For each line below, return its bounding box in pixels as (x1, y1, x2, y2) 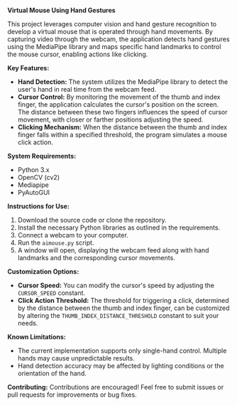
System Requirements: (7, 152, 77, 160)
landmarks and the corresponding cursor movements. (17, 254, 175, 262)
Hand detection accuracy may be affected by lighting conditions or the (17, 362, 225, 370)
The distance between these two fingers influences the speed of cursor (17, 108, 228, 116)
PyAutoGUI (17, 188, 50, 196)
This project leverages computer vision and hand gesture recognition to (7, 20, 217, 28)
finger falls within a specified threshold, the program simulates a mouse (17, 131, 228, 139)
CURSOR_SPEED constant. (17, 289, 86, 297)
